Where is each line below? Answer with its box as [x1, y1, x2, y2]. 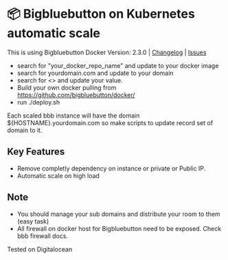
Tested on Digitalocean [7, 245, 73, 253]
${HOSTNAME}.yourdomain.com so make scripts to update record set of [7, 118, 214, 127]
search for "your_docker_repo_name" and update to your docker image [16, 61, 219, 69]
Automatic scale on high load [16, 171, 100, 180]
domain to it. [7, 126, 43, 134]
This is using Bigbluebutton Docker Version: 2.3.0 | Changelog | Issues [7, 48, 207, 56]
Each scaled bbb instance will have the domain [7, 111, 140, 120]
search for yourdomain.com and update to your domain [16, 69, 174, 77]
